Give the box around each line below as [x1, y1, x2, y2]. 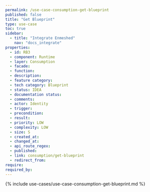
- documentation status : [10, 92, 62, 97]
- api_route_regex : [10, 143, 51, 149]
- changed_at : [10, 139, 39, 144]
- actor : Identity [10, 102, 49, 107]
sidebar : [5, 31, 24, 36]
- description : [10, 73, 42, 78]
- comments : [10, 97, 35, 102]
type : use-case [5, 21, 37, 27]
